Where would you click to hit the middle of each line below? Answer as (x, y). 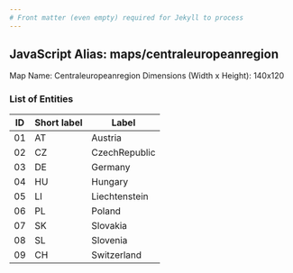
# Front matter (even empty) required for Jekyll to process (127, 18)
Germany (111, 167)
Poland (106, 211)
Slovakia (110, 225)
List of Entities (41, 99)
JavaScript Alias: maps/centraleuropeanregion (144, 55)
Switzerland (117, 255)
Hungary (110, 181)
